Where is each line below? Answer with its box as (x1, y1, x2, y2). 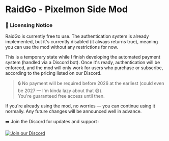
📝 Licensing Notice (5, 22, 53, 29)
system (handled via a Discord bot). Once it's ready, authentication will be (5, 60, 160, 66)
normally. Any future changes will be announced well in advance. (5, 108, 142, 115)
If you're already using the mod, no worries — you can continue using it (5, 103, 155, 109)
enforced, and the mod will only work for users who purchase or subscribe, (5, 65, 163, 71)
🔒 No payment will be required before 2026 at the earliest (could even (17, 80, 164, 87)
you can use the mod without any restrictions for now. (5, 44, 119, 50)
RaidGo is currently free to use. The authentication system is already (5, 33, 149, 39)
